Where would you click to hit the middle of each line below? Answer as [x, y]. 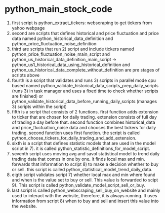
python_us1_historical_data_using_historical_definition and [71, 65]
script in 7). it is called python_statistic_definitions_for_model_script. [81, 148]
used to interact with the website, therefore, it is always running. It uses [84, 195]
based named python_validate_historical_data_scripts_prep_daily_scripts [85, 85]
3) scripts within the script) [39, 106]
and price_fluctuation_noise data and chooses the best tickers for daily [84, 127]
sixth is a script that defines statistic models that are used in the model [84, 143]
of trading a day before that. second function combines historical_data [83, 122]
